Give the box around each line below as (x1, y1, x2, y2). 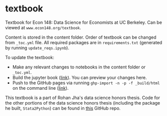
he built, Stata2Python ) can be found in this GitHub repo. (5, 105, 121, 111)
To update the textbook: (5, 54, 54, 60)
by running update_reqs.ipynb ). (5, 45, 70, 51)
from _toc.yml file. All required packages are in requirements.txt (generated (5, 39, 163, 45)
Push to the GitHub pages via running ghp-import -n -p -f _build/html (12, 80, 160, 86)
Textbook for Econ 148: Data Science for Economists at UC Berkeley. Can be (5, 19, 162, 25)
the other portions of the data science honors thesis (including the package (5, 100, 161, 106)
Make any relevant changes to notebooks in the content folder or (12, 64, 146, 70)
